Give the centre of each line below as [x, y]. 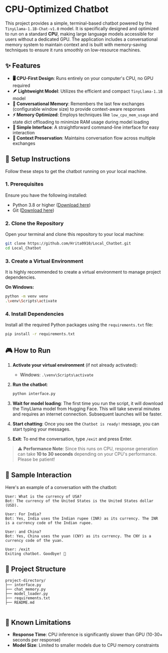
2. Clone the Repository [35, 223]
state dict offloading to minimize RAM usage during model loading [81, 122]
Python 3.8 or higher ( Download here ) [52, 205]
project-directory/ [26, 581]
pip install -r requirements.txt [40, 334]
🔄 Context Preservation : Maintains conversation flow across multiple [84, 138]
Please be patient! [36, 459]
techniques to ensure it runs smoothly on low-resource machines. [73, 50]
